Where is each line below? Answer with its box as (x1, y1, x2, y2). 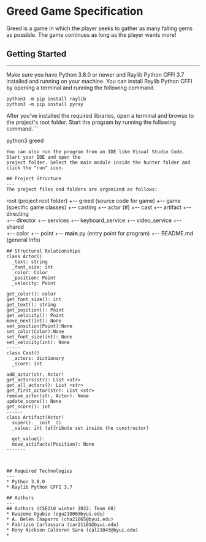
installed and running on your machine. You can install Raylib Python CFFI (6, 77, 193, 85)
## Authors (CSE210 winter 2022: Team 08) (6, 505, 116, 511)
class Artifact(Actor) (6, 414, 64, 421)
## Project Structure (6, 175, 62, 181)
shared (6, 223, 25, 231)
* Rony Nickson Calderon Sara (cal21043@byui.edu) (6, 527, 139, 533)
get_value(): (12, 435, 45, 442)
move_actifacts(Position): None (12, 441, 95, 447)
